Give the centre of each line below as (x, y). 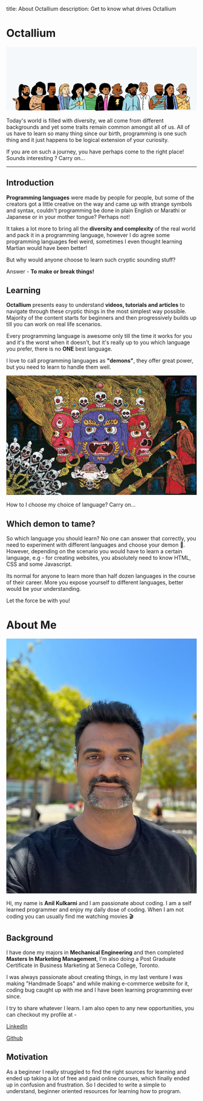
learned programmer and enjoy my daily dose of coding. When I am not (95, 910)
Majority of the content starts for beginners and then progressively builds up (101, 318)
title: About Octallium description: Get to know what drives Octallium (91, 9)
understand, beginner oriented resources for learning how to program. (94, 1091)
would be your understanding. (44, 589)
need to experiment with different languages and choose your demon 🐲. (96, 545)
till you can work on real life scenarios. (54, 325)
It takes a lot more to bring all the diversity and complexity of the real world (101, 228)
